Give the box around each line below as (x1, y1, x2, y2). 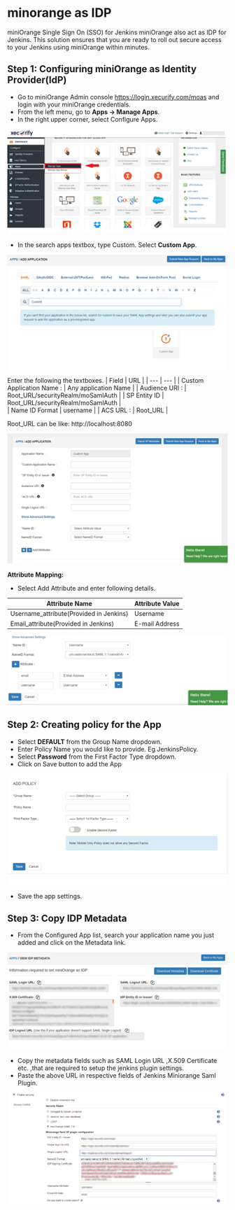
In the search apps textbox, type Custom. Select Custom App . (17, 241, 197, 249)
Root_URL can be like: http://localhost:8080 (7, 419, 133, 428)
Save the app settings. (17, 892, 83, 901)
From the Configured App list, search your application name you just (17, 931, 215, 939)
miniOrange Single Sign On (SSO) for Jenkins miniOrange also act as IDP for (7, 28, 227, 36)
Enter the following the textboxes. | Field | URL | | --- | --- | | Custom (7, 376, 204, 384)
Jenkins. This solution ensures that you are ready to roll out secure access (7, 35, 222, 43)
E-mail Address (134, 619, 180, 628)
